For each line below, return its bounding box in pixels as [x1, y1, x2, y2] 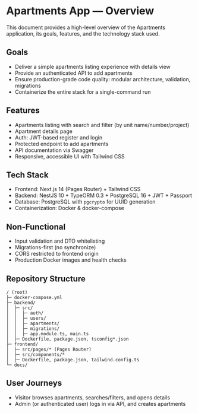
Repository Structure [6, 274, 86, 284]
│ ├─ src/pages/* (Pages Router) [6, 347, 92, 352]
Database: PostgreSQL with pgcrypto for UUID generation [14, 198, 156, 205]
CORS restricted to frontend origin [14, 250, 99, 258]
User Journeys [6, 378, 62, 388]
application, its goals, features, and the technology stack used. [6, 30, 160, 37]
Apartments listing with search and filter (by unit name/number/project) [14, 121, 190, 128]
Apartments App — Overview [6, 4, 155, 18]
